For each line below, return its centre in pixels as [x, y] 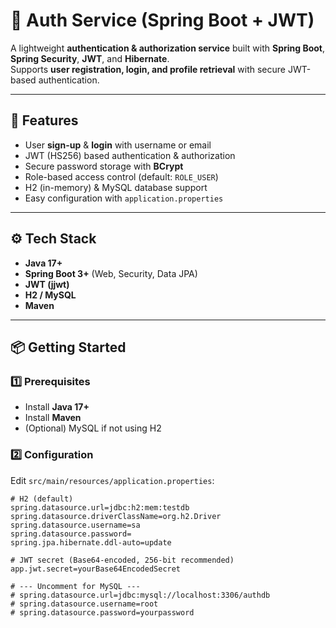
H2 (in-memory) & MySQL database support [116, 187]
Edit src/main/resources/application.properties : [112, 480]
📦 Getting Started [68, 347]
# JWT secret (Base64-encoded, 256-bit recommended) [122, 560]
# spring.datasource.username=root [84, 604]
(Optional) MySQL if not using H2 [93, 428]
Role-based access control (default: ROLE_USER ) [121, 176]
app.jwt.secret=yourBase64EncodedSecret [96, 569]
